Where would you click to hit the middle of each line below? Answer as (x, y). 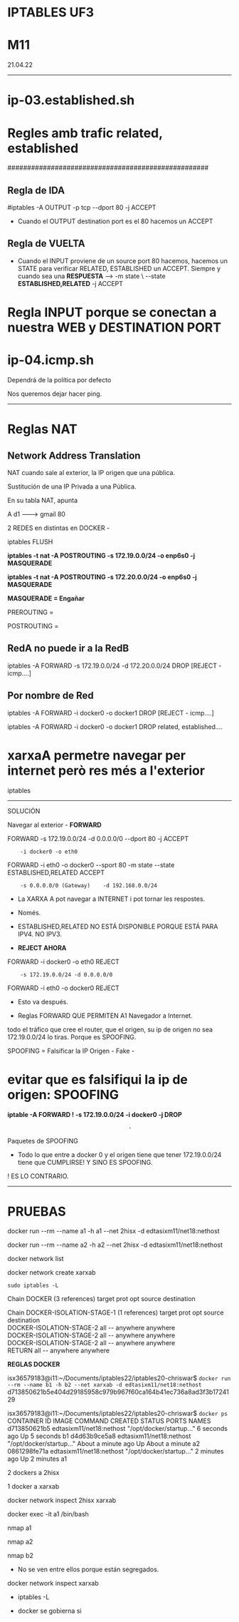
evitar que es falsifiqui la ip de (98, 1080)
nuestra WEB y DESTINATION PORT (115, 328)
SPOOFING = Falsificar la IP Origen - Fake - (71, 1051)
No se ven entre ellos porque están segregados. (88, 1569)
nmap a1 (20, 1528)
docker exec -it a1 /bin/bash (48, 1514)
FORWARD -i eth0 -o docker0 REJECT (63, 988)
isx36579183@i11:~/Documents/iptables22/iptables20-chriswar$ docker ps (117, 1414)
